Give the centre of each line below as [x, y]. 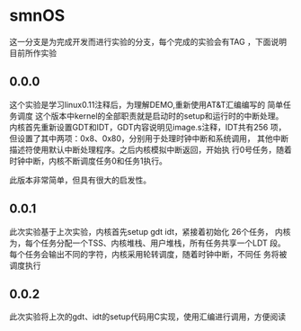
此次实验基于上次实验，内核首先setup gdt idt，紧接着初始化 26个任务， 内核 [150, 231]
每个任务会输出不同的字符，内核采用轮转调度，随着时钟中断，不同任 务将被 [148, 254]
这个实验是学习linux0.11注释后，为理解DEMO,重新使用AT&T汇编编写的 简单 [146, 104]
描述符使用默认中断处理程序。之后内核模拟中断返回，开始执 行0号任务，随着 [150, 149]
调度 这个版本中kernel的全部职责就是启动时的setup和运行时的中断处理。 [150, 116]
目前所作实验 [33, 53]
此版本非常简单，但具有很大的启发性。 [80, 180]
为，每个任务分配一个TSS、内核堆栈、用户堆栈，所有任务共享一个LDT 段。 [147, 243]
